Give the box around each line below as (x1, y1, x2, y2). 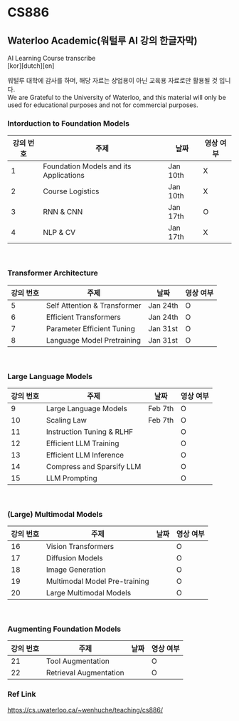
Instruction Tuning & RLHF (46, 426, 134, 436)
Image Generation (46, 565, 107, 575)
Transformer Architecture (7, 268, 98, 278)
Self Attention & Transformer (46, 301, 142, 311)
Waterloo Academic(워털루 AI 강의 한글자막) (7, 34, 198, 46)
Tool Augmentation (46, 656, 110, 666)
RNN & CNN (42, 207, 83, 217)
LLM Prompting (46, 473, 97, 483)
